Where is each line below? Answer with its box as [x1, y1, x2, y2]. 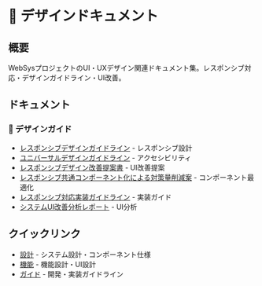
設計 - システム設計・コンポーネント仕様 [19, 249, 151, 259]
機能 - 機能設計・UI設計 [19, 259, 97, 269]
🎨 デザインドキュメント [8, 7, 159, 25]
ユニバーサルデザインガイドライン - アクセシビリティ [19, 152, 192, 162]
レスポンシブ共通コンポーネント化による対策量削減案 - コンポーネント [19, 172, 248, 181]
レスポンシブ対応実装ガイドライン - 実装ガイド [19, 192, 172, 201]
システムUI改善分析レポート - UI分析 [19, 202, 138, 211]
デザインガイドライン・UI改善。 [21, 73, 126, 82]
